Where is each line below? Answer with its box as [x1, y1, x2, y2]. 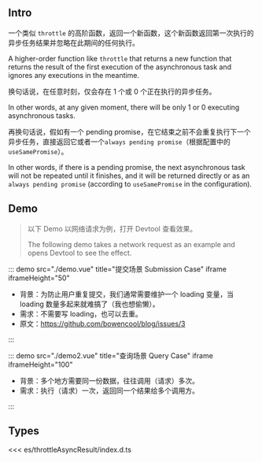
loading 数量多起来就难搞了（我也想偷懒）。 [19, 299, 160, 309]
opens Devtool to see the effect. [27, 248, 132, 257]
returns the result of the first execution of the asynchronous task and [8, 62, 232, 72]
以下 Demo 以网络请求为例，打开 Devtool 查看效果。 [27, 224, 197, 233]
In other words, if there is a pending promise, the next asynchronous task [8, 162, 245, 172]
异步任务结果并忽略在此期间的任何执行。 [8, 38, 139, 47]
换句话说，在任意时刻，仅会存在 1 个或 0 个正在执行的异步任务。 [8, 87, 216, 96]
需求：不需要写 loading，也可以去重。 [19, 309, 143, 318]
